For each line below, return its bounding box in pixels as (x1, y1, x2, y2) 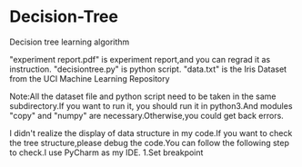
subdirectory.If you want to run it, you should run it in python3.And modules (9, 100, 293, 111)
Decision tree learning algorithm (9, 36, 130, 47)
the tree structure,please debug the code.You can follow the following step (9, 137, 289, 148)
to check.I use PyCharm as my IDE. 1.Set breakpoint (9, 147, 204, 158)
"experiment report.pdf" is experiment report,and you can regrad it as (9, 54, 271, 64)
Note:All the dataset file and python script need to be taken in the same (9, 91, 277, 102)
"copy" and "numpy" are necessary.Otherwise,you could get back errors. (9, 110, 284, 121)
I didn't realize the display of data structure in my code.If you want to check (9, 127, 293, 138)
